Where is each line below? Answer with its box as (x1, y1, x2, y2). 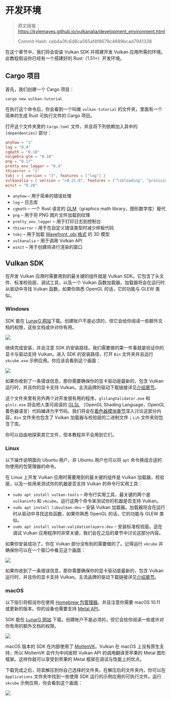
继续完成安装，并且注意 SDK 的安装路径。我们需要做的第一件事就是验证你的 (5, 344, 164, 350)
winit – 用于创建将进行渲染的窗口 (12, 244, 83, 250)
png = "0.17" (5, 159, 33, 164)
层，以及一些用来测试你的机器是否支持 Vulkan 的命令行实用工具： (5, 480, 143, 487)
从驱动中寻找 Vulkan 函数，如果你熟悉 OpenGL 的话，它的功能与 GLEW (5, 286, 154, 292)
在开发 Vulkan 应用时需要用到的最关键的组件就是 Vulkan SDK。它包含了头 (5, 273, 160, 279)
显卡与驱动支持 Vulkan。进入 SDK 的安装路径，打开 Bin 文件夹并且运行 (5, 351, 154, 357)
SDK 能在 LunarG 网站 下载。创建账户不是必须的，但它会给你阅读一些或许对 (5, 617, 164, 623)
